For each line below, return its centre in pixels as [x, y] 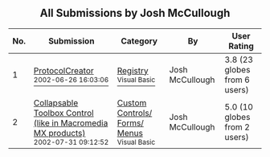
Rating [241, 46]
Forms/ [131, 122]
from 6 [237, 80]
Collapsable [56, 102]
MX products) [59, 133]
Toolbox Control [63, 113]
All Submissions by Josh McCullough [135, 13]
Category [139, 41]
